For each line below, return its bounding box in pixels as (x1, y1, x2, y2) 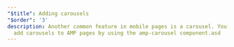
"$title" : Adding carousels (7, 10, 90, 17)
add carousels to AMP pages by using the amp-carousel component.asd (13, 29, 221, 37)
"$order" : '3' (7, 17, 49, 23)
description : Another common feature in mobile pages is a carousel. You (7, 23, 228, 30)
